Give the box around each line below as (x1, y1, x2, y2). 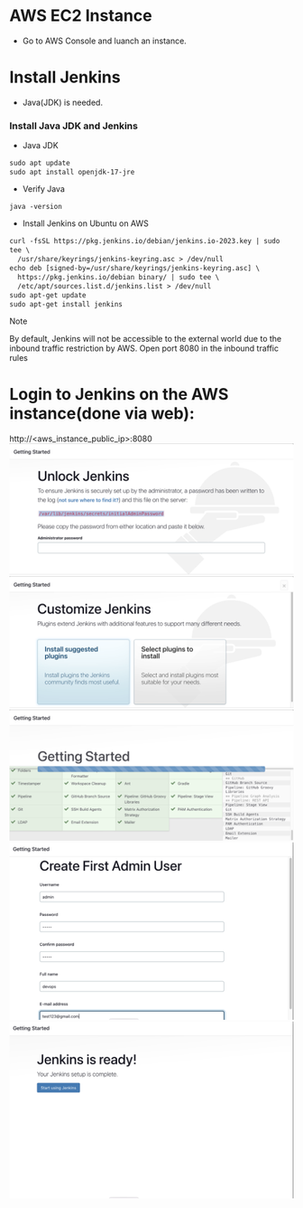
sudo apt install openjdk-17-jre (9, 168, 135, 177)
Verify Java (22, 184, 66, 194)
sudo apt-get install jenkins (9, 300, 124, 309)
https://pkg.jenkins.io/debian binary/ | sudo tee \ (17, 273, 220, 282)
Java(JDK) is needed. (22, 97, 104, 108)
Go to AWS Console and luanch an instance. (22, 35, 187, 46)
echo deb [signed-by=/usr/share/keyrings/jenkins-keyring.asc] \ (9, 264, 260, 273)
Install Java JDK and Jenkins (9, 119, 138, 132)
